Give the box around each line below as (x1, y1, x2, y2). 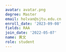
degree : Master (5, 12, 37, 17)
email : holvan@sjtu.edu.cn (5, 16, 61, 21)
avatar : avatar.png (5, 7, 46, 12)
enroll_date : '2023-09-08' (5, 21, 61, 26)
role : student (5, 40, 35, 45)
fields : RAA (5, 26, 30, 31)
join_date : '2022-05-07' (5, 30, 57, 35)
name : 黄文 (5, 35, 26, 40)
